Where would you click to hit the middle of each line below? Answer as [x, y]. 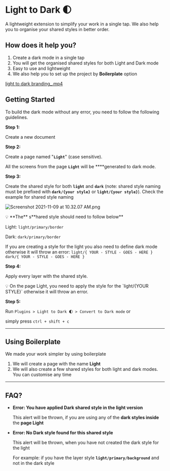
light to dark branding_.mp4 [34, 83]
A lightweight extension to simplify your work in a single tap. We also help [82, 24]
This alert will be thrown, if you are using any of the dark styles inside [86, 418]
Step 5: [13, 301]
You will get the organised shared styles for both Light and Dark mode [86, 63]
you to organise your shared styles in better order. [57, 29]
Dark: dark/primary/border [33, 237]
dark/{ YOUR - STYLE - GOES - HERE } [45, 257]
